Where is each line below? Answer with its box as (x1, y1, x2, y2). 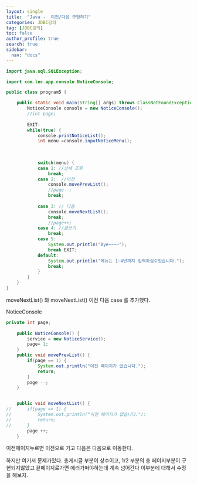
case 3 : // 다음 (37, 203, 75, 209)
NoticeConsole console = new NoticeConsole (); (27, 105, 143, 111)
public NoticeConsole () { (16, 330, 80, 336)
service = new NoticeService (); (27, 336, 107, 342)
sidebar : (6, 47, 28, 53)
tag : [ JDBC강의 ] (6, 25, 43, 31)
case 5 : (37, 236, 57, 242)
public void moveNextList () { (16, 401, 91, 407)
